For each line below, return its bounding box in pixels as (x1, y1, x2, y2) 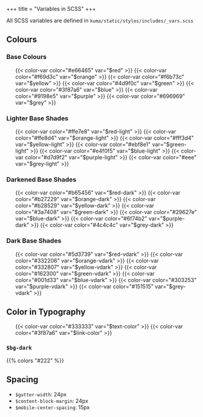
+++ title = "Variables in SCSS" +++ (6, 5, 96, 12)
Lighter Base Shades (6, 114, 69, 122)
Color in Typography (6, 306, 86, 317)
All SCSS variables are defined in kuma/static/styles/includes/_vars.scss (6, 17, 194, 24)
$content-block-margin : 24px (15, 397, 89, 404)
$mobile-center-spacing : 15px (15, 404, 90, 411)
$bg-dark (6, 345, 32, 351)
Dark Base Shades (6, 236, 62, 245)
